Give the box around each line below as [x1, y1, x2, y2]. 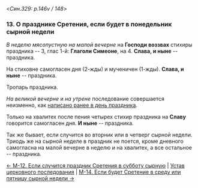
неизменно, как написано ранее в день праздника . [6, 102, 138, 109]
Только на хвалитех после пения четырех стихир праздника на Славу [6, 114, 187, 121]
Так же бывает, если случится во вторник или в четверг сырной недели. [6, 132, 193, 139]
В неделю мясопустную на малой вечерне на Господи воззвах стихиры [6, 41, 193, 49]
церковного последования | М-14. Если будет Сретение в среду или [6, 168, 181, 176]
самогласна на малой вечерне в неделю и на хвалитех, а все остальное [6, 144, 193, 151]
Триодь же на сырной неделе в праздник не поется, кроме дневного [6, 138, 184, 145]
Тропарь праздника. [6, 83, 58, 91]
